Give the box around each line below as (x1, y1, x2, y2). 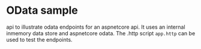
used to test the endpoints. (6, 36, 73, 43)
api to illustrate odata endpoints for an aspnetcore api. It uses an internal (6, 23, 185, 30)
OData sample (6, 4, 78, 17)
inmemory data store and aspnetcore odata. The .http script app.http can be (6, 29, 196, 36)
